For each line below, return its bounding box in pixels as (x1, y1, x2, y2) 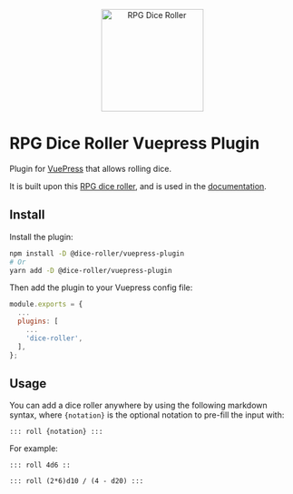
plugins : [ (17, 317, 59, 327)
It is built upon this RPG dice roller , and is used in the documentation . (9, 180, 268, 191)
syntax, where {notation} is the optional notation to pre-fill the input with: (9, 409, 285, 420)
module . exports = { (9, 300, 83, 309)
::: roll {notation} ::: (9, 428, 103, 437)
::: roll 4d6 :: (9, 460, 71, 470)
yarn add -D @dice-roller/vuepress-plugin (9, 266, 172, 275)
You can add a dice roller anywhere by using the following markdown (9, 400, 268, 411)
